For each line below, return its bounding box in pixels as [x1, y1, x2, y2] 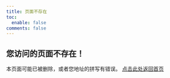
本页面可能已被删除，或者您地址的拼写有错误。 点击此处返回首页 [6, 66, 164, 73]
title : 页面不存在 [6, 8, 48, 15]
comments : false [6, 25, 46, 31]
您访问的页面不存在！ [6, 48, 84, 58]
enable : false [11, 19, 46, 25]
